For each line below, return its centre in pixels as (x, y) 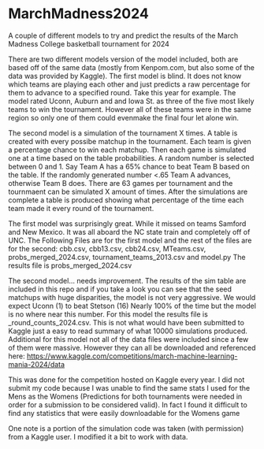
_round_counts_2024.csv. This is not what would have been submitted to (126, 322)
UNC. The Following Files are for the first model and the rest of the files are (130, 240)
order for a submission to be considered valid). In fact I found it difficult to (128, 404)
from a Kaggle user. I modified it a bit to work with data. (98, 436)
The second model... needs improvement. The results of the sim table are (127, 280)
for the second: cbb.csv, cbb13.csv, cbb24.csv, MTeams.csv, (107, 248)
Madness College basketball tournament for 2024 (89, 43)
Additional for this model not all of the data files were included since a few (128, 339)
